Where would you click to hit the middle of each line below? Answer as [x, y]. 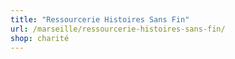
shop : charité [40, 38]
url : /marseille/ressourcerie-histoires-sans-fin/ [118, 29]
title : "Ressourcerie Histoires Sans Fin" [100, 19]
